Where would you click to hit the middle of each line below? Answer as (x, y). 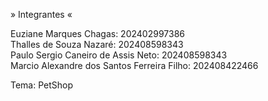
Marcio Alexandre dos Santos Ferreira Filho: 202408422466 (134, 65)
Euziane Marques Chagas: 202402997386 (97, 33)
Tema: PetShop (42, 85)
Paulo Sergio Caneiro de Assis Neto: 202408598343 (119, 55)
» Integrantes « (41, 14)
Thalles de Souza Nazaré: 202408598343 (97, 44)
